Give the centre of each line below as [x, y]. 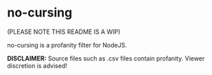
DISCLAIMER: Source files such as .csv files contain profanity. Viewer [106, 58]
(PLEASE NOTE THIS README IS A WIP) [64, 32]
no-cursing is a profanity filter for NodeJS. [67, 45]
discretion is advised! [37, 65]
